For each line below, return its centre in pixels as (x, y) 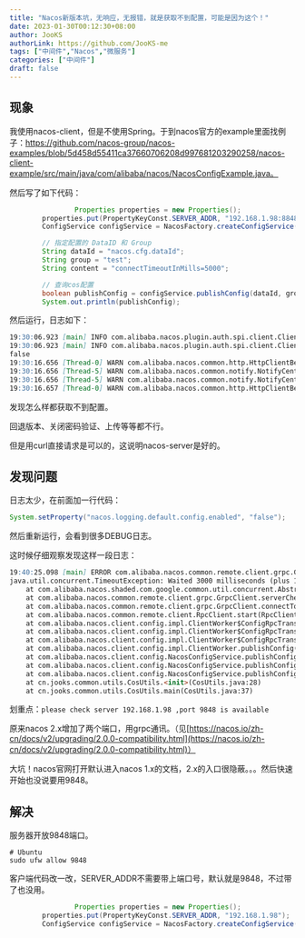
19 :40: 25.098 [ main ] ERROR (60, 573)
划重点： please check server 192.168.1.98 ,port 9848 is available (139, 709)
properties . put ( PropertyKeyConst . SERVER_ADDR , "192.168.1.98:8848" (172, 218)
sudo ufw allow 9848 (49, 861)
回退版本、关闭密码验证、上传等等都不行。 (89, 426)
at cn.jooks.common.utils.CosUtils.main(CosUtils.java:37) (140, 691)
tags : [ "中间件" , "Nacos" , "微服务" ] (73, 52)
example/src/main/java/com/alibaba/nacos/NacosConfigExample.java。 (144, 173)
